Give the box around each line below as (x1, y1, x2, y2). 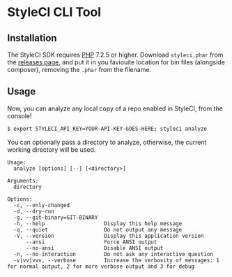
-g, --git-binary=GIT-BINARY (13, 214, 98, 221)
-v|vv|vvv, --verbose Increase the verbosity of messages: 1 (13, 257, 219, 264)
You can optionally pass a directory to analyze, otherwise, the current (7, 138, 207, 146)
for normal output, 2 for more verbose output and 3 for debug (7, 263, 195, 270)
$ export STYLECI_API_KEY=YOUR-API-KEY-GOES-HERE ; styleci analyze (7, 125, 208, 132)
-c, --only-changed (13, 201, 70, 208)
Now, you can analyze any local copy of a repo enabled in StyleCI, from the (7, 104, 223, 113)
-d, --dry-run (13, 208, 54, 215)
